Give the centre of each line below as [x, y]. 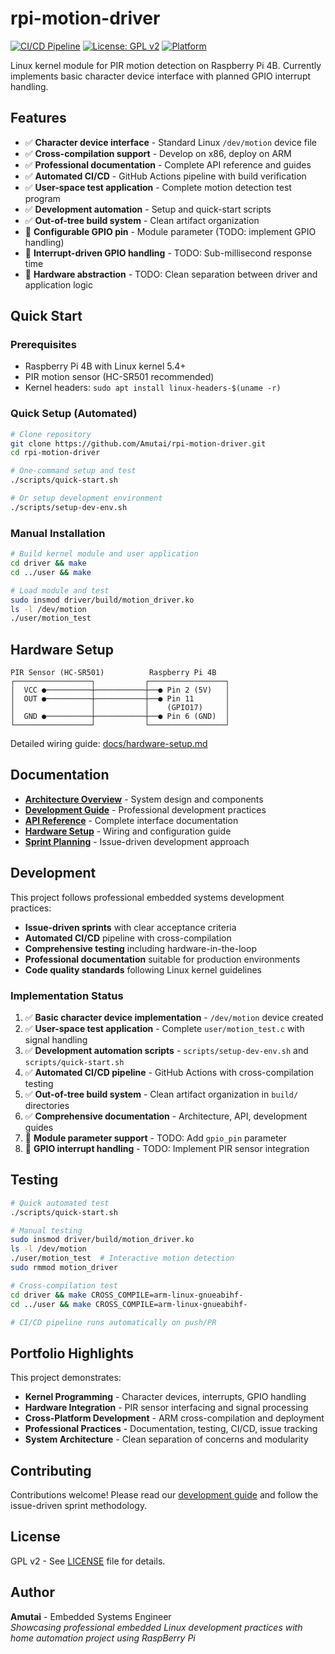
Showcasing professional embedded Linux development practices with [156, 1627]
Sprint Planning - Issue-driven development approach [137, 841]
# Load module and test [60, 590]
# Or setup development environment [86, 498]
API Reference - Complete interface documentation [131, 820]
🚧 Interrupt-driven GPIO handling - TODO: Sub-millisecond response [168, 253]
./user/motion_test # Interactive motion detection [122, 1258]
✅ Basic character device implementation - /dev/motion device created [174, 1018]
